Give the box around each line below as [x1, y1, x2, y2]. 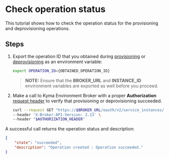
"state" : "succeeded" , [14, 140, 62, 145]
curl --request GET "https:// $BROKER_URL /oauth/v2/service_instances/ [12, 107, 164, 112]
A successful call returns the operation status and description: [5, 126, 135, 132]
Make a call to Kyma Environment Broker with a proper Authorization [12, 92, 156, 98]
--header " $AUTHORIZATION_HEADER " [12, 117, 85, 122]
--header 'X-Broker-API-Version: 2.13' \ [12, 112, 101, 117]
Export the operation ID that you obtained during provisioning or [12, 53, 146, 59]
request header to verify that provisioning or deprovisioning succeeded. [12, 98, 162, 104]
